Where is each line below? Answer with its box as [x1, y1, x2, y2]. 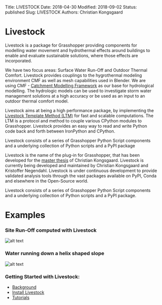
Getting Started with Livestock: [5, 273, 80, 280]
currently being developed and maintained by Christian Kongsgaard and [5, 162, 148, 168]
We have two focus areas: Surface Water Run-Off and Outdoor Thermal [5, 67, 147, 73]
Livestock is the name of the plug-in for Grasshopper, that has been [5, 152, 140, 158]
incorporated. [5, 58, 32, 64]
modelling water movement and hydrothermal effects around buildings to [5, 47, 150, 53]
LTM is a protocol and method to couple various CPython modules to [5, 118, 142, 123]
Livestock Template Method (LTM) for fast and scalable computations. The [5, 113, 154, 119]
